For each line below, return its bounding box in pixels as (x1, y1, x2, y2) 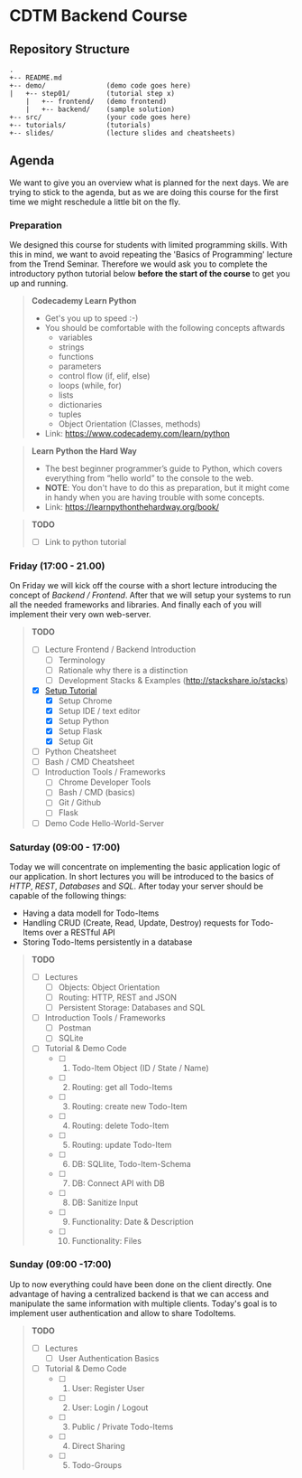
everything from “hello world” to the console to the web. (44, 473, 254, 484)
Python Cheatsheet (44, 747, 117, 758)
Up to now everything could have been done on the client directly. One (9, 1278, 272, 1289)
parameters (58, 361, 102, 372)
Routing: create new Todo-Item (71, 1101, 188, 1112)
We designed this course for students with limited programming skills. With (9, 240, 288, 250)
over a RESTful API (44, 927, 115, 937)
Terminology (58, 654, 105, 665)
